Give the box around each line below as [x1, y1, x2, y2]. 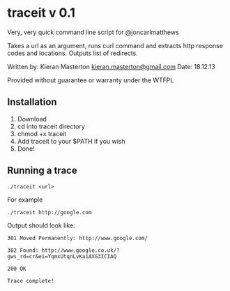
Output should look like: [7, 221, 75, 230]
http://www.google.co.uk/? [41, 246, 120, 254]
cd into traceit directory [17, 122, 85, 130]
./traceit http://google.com [7, 209, 92, 216]
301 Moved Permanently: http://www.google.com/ [7, 234, 148, 241]
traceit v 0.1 [7, 5, 75, 21]
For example [7, 195, 43, 204]
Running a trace [7, 165, 78, 177]
